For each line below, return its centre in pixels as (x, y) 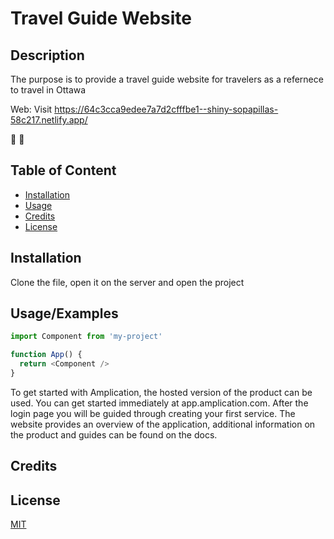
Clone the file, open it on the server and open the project (127, 282)
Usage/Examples (64, 313)
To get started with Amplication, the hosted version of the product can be (161, 392)
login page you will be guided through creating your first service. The (153, 413)
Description (47, 55)
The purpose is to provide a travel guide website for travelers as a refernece (167, 79)
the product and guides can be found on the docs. (114, 434)
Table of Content (63, 170)
